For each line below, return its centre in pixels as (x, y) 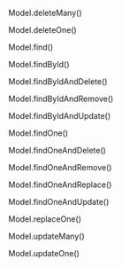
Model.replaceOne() (45, 219)
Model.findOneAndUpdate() (59, 202)
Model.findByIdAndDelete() (58, 82)
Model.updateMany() (46, 236)
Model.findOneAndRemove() (60, 167)
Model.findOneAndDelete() (57, 150)
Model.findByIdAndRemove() (61, 98)
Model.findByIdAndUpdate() (60, 116)
